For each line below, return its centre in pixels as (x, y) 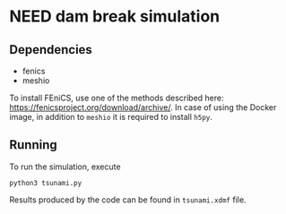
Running (34, 145)
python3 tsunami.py (46, 183)
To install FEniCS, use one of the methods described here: (117, 98)
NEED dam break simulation (115, 17)
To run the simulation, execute (65, 167)
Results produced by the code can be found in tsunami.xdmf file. (128, 200)
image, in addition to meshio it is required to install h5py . (111, 117)
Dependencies (51, 50)
